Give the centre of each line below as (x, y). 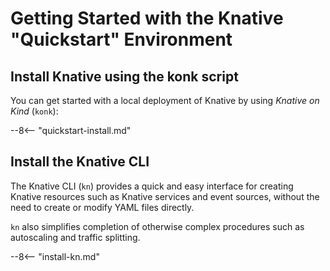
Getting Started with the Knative (147, 18)
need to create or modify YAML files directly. (102, 207)
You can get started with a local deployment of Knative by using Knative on (165, 100)
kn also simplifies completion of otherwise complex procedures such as (157, 226)
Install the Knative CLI (80, 162)
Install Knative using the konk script (124, 76)
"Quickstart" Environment (121, 39)
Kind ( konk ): (34, 111)
